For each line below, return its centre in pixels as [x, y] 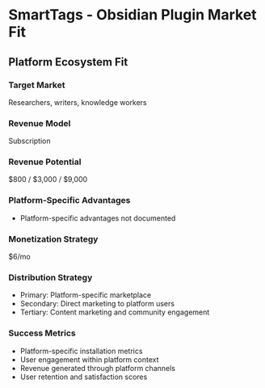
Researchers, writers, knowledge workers [78, 102]
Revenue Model [40, 123]
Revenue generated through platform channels [98, 368]
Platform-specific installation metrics [81, 351]
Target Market [37, 85]
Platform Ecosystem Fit [68, 62]
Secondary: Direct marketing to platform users [97, 304]
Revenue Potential [45, 162]
